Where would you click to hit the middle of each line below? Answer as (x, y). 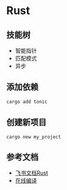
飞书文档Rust (32, 173)
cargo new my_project (34, 137)
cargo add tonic (27, 102)
